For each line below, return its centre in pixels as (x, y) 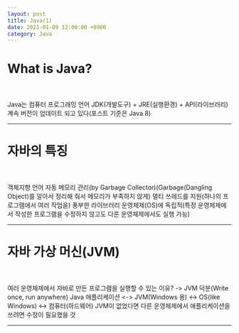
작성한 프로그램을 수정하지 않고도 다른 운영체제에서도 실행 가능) (102, 214)
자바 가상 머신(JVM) (64, 252)
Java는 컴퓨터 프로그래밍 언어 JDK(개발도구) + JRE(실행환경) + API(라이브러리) (118, 104)
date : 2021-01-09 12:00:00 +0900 (57, 27)
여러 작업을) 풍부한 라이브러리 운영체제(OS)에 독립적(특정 (117, 205)
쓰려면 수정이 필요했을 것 (42, 315)
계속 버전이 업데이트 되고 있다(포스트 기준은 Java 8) (79, 114)
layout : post (27, 14)
